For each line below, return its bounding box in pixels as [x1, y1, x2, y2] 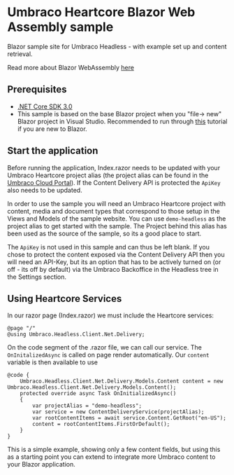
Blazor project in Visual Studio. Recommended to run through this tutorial [17, 117, 228, 125]
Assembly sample [7, 19, 114, 35]
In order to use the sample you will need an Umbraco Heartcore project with [7, 199, 226, 207]
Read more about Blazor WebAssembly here [7, 63, 135, 71]
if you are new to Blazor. [17, 124, 87, 133]
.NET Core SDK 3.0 [17, 102, 73, 111]
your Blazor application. [7, 460, 75, 469]
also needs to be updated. [7, 186, 82, 194]
